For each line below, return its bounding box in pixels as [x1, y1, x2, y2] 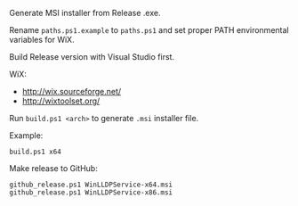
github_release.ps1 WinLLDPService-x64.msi [9, 180, 173, 189]
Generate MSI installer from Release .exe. [9, 8, 161, 18]
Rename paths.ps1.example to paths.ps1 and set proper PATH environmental [9, 25, 289, 35]
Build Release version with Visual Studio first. [9, 52, 175, 62]
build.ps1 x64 [9, 147, 62, 156]
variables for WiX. [9, 35, 75, 45]
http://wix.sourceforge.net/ [21, 87, 122, 96]
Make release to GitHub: [9, 163, 98, 173]
